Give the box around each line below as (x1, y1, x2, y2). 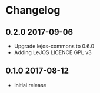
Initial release (14, 81, 46, 88)
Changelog (5, 4, 61, 17)
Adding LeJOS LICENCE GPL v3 (14, 49, 92, 56)
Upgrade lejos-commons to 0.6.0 (14, 42, 95, 49)
